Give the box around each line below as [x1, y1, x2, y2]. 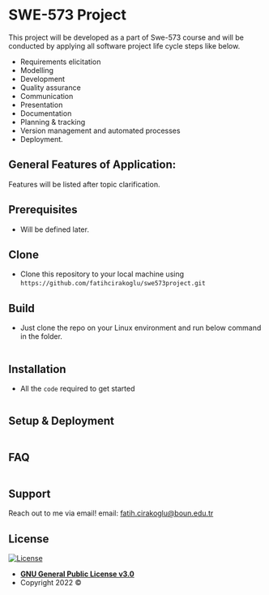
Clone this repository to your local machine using [19, 269, 185, 279]
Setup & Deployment [8, 414, 115, 428]
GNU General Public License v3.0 [19, 569, 135, 579]
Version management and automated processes [19, 126, 181, 135]
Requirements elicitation [19, 57, 101, 66]
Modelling [19, 65, 54, 75]
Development [19, 74, 66, 83]
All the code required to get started [19, 383, 135, 393]
